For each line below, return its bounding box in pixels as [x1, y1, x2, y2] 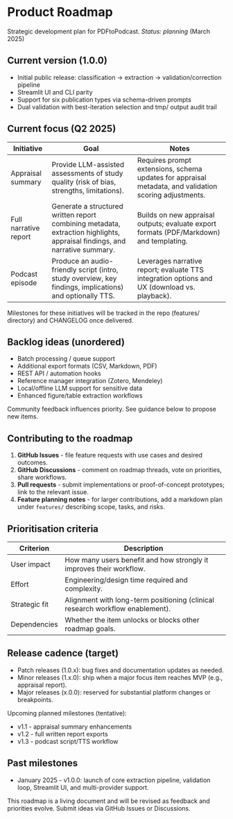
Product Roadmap [7, 4, 113, 20]
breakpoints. [17, 695, 53, 704]
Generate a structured [51, 201, 123, 211]
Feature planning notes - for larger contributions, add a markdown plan [17, 495, 223, 504]
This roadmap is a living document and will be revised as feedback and [7, 797, 210, 805]
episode [10, 277, 37, 287]
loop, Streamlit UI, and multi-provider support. [17, 783, 149, 791]
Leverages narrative [137, 256, 202, 266]
